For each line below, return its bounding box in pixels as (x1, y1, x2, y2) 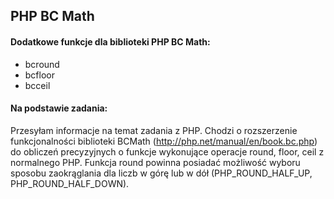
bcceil (24, 79, 51, 91)
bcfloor (24, 69, 55, 81)
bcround (24, 58, 60, 70)
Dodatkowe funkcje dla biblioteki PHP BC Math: (10, 35, 211, 48)
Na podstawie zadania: (10, 102, 108, 114)
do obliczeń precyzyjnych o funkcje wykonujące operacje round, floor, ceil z (10, 145, 325, 158)
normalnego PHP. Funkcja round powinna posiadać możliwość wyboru (10, 156, 301, 168)
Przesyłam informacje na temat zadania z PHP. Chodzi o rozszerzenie (10, 124, 298, 136)
